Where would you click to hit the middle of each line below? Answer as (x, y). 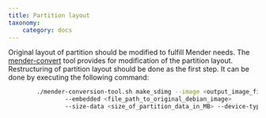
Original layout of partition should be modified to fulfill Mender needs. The (129, 53)
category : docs (47, 30)
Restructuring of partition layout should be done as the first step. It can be (129, 69)
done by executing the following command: (79, 77)
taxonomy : (25, 23)
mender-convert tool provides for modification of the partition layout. (121, 61)
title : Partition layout (49, 15)
